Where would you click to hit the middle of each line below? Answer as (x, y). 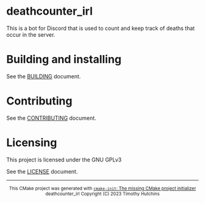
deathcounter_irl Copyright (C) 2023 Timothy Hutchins (103, 194)
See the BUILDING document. (44, 76)
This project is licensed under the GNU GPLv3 (64, 160)
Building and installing (64, 60)
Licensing (32, 142)
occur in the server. (31, 34)
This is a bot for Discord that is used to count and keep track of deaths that (101, 28)
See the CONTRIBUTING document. (51, 118)
